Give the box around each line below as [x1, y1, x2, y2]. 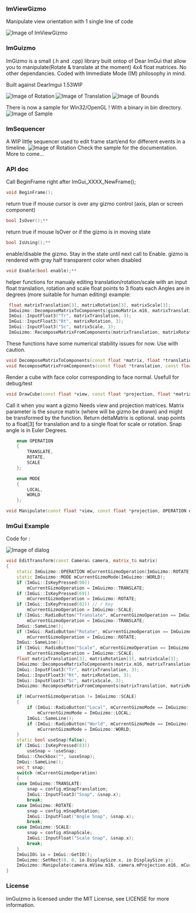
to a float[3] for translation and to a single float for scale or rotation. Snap [6, 420, 182, 428]
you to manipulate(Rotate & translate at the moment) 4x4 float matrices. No [6, 63, 187, 70]
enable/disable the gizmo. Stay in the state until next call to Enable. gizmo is [6, 250, 188, 257]
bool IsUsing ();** [6, 240, 51, 245]
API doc [6, 165, 29, 173]
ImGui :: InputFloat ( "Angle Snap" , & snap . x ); [27, 813, 134, 819]
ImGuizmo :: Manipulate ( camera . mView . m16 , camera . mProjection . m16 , [16, 863, 179, 868]
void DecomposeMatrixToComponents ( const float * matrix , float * [6, 357, 166, 363]
